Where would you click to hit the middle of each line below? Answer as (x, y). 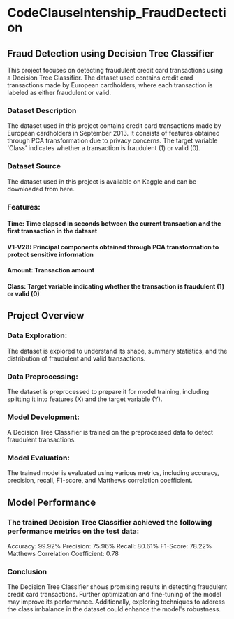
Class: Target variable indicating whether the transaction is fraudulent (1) (116, 286)
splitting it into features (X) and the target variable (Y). (85, 399)
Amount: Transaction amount (51, 270)
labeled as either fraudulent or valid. (59, 93)
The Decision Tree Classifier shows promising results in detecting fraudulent (117, 587)
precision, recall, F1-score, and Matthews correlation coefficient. (100, 481)
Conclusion (27, 572)
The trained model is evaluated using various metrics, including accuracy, (113, 473)
